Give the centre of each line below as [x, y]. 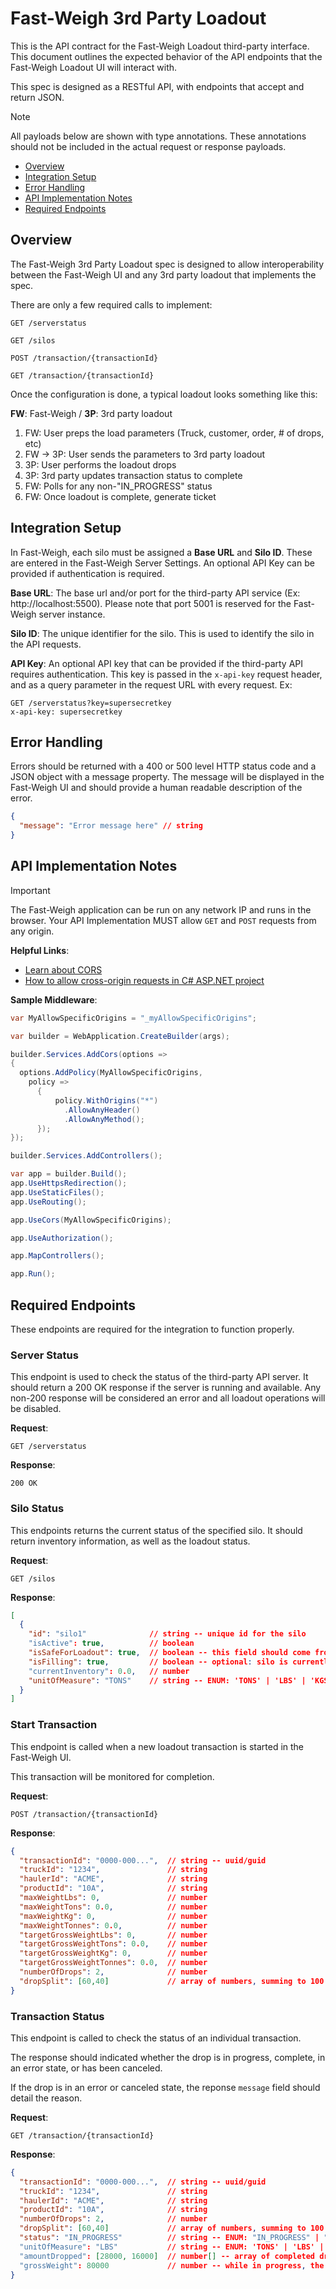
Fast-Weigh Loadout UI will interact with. [94, 67]
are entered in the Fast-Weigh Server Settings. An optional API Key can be [162, 563]
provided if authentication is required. [87, 573]
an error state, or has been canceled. [86, 2068]
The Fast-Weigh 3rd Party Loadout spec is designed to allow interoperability [167, 264]
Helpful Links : [40, 950]
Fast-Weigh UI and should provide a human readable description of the [156, 788]
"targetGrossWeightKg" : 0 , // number [113, 1953]
